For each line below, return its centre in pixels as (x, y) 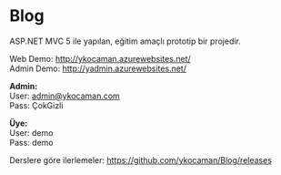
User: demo (31, 132)
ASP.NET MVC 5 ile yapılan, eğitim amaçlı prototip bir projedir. (125, 41)
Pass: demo (31, 142)
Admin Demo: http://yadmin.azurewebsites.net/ (98, 68)
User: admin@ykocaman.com (65, 96)
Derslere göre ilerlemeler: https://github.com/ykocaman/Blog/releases (141, 160)
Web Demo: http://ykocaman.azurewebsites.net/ (100, 58)
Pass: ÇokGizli (36, 105)
